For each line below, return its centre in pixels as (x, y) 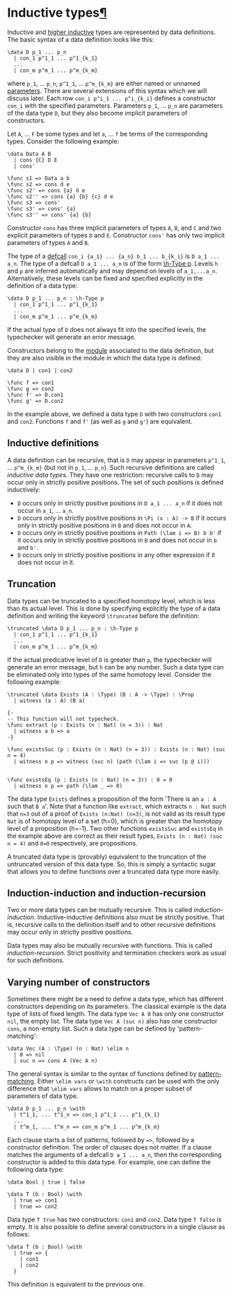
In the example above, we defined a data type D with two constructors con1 (114, 414)
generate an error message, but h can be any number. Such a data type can (115, 667)
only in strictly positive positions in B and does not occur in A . (105, 525)
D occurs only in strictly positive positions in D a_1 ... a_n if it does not (120, 503)
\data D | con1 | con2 (40, 370)
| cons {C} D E (35, 160)
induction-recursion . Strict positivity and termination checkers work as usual (117, 953)
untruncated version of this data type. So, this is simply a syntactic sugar (112, 864)
